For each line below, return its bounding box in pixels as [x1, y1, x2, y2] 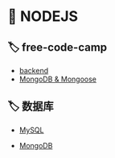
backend [18, 66, 49, 75]
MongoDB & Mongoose [18, 74, 97, 84]
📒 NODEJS [7, 7, 78, 26]
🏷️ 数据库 [7, 100, 54, 114]
